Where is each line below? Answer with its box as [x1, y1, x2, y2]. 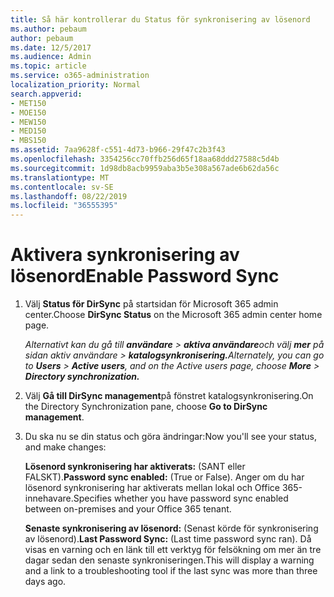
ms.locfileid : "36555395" [10, 201, 118, 211]
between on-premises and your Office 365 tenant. [24, 503, 232, 515]
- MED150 [10, 126, 47, 136]
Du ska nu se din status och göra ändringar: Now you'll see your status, [24, 431, 317, 443]
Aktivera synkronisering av [10, 244, 240, 266]
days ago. [24, 576, 67, 588]
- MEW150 [10, 117, 47, 127]
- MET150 [10, 98, 47, 108]
